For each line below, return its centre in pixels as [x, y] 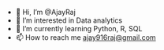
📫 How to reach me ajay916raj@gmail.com [86, 37]
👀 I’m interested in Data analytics [69, 20]
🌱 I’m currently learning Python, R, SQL [79, 29]
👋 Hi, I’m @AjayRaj [46, 12]
